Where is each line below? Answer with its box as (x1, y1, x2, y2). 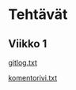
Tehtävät (8, 6, 68, 24)
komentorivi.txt (8, 73, 58, 82)
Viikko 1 (8, 37, 47, 51)
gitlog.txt (8, 58, 38, 67)
